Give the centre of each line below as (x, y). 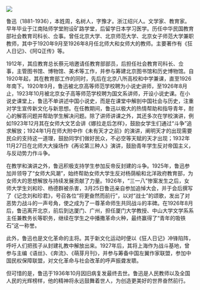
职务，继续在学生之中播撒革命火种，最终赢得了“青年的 (109, 218)
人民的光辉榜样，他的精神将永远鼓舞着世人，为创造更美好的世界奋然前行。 (97, 281)
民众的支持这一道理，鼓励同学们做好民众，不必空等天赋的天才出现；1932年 (98, 138)
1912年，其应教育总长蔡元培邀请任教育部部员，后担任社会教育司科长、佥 (95, 64)
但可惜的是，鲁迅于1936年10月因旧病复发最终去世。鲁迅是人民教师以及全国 (98, 273)
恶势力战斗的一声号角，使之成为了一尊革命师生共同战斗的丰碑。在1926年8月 (100, 203)
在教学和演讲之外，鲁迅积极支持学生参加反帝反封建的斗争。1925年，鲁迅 (96, 166)
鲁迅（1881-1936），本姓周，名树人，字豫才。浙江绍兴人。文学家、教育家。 (98, 21)
